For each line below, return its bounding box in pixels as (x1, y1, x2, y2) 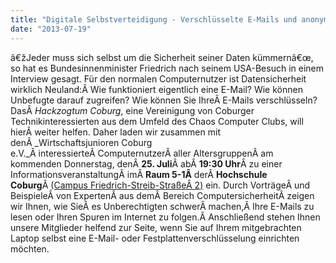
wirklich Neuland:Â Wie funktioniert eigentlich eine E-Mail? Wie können (10, 83, 303, 95)
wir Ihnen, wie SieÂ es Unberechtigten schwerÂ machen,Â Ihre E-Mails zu (10, 200, 315, 212)
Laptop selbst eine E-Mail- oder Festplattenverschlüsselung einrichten (10, 232, 300, 244)
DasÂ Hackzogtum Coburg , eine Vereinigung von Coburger (10, 104, 255, 116)
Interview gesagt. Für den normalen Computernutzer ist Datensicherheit (10, 72, 307, 85)
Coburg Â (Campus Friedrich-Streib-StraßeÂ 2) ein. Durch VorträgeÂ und (10, 179, 311, 191)
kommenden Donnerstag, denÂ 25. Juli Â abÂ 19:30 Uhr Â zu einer (10, 157, 283, 170)
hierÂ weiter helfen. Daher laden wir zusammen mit (10, 126, 221, 138)
